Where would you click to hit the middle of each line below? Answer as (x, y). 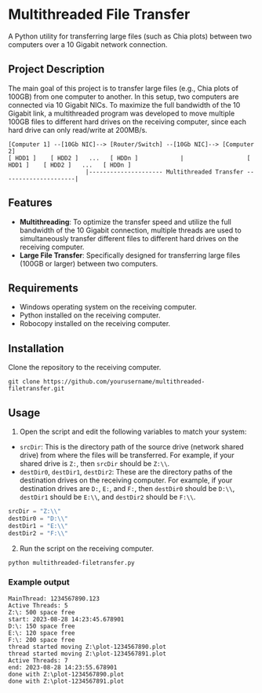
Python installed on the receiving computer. (90, 315)
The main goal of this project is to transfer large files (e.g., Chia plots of (124, 88)
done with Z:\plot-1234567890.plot (66, 674)
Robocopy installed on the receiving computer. (95, 324)
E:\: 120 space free (42, 633)
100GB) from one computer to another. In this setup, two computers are (124, 97)
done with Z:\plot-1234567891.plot (66, 681)
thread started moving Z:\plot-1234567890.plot (87, 647)
